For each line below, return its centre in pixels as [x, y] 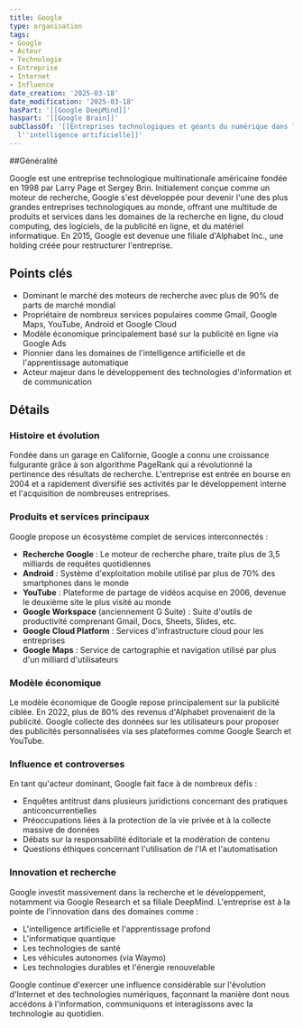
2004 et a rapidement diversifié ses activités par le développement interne [148, 484]
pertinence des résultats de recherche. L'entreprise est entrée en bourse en [150, 474]
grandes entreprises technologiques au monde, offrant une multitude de [143, 207]
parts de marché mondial [69, 305]
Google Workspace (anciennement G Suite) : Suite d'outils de [137, 611]
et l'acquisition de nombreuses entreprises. [90, 493]
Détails [29, 410]
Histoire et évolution [55, 436]
